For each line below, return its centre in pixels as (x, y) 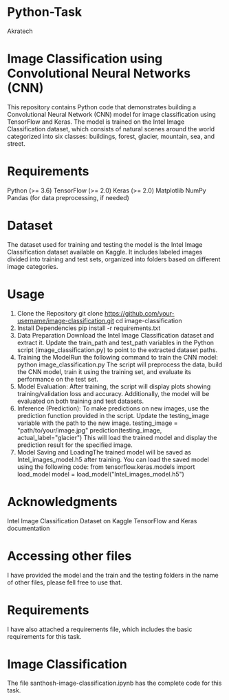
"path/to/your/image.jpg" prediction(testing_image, (89, 430)
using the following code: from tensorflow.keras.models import (106, 467)
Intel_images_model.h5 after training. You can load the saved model (113, 459)
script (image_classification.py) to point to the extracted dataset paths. (117, 350)
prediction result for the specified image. (75, 445)
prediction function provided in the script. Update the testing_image (113, 415)
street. (16, 143)
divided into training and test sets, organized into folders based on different (114, 259)
